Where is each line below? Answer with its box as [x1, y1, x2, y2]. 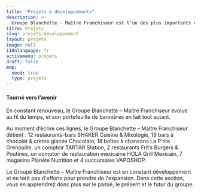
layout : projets [6, 36, 47, 42]
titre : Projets [6, 25, 44, 32]
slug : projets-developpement [6, 31, 79, 37]
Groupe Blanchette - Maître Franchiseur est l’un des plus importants [11, 20, 191, 26]
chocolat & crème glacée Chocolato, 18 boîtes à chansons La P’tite [6, 138, 170, 145]
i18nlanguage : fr [6, 48, 50, 54]
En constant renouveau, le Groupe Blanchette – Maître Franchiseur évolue [6, 107, 188, 114]
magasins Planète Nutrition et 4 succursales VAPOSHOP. [6, 156, 147, 164]
